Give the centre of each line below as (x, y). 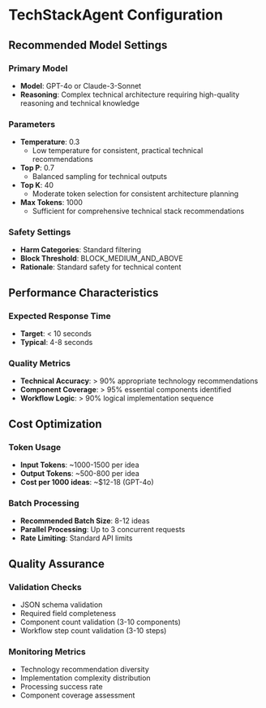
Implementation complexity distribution (86, 678)
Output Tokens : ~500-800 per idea (79, 474)
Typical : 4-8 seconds (56, 343)
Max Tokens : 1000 (51, 203)
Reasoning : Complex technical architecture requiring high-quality (130, 94)
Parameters (32, 124)
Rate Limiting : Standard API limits (76, 538)
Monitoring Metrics (47, 652)
